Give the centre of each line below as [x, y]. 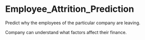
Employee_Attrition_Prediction [70, 9]
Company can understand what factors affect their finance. [66, 32]
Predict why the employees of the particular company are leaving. [73, 23]
